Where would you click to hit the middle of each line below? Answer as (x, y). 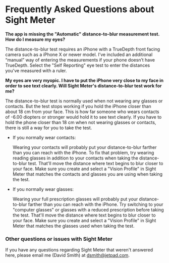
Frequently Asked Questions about (80, 9)
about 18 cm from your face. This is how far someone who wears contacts (82, 112)
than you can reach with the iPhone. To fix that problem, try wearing (83, 152)
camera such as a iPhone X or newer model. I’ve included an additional (79, 55)
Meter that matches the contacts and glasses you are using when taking (88, 174)
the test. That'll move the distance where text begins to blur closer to (84, 215)
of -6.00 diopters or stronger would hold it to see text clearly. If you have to (83, 117)
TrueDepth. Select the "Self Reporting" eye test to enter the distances (78, 65)
